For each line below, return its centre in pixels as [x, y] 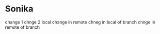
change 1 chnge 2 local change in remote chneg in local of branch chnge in [80, 22]
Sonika [19, 9]
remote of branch [23, 27]
